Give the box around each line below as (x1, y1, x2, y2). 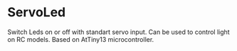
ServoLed (7, 4, 66, 21)
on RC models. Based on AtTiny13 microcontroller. (7, 35, 154, 43)
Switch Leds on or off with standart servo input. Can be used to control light (7, 28, 230, 36)
